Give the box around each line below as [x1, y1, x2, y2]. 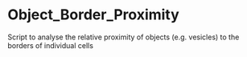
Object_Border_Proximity [7, 6, 180, 24]
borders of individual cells [7, 40, 94, 50]
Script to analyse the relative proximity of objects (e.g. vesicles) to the [7, 32, 240, 42]
